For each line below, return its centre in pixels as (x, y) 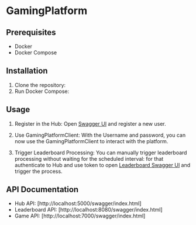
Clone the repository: (40, 85)
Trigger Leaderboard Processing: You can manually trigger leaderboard (101, 153)
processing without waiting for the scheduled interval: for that (89, 158)
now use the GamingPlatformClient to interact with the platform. (91, 141)
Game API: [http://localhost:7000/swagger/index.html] (80, 216)
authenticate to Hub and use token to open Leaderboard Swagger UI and (102, 165)
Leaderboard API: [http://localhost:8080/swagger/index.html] (88, 210)
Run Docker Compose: (42, 91)
